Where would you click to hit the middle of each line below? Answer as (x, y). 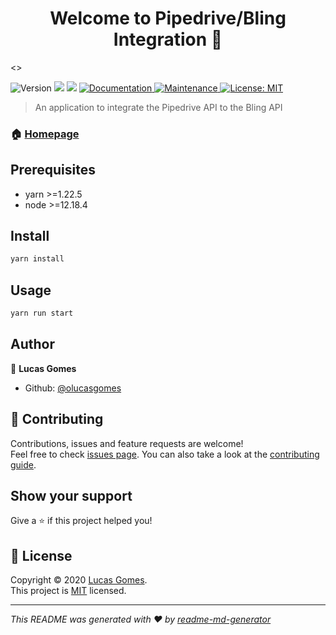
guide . (23, 464)
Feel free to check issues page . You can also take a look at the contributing (165, 454)
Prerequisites (53, 170)
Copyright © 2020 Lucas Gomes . (79, 580)
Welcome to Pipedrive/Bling (168, 18)
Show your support (71, 496)
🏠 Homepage (45, 134)
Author (32, 344)
